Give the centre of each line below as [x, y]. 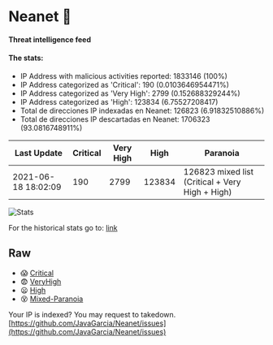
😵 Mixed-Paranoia [52, 299]
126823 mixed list [219, 171]
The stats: [26, 58]
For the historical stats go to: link [63, 227]
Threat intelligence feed [50, 39]
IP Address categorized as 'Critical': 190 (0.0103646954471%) [125, 84]
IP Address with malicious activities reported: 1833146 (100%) [123, 75]
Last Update [39, 153]
